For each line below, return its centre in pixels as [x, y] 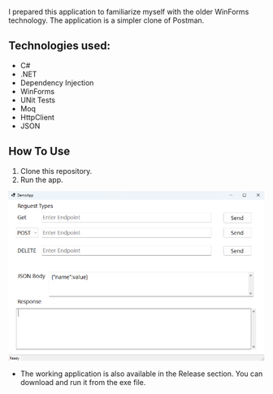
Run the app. [41, 180]
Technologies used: [60, 46]
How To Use [39, 152]
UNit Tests [37, 100]
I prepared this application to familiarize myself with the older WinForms [129, 12]
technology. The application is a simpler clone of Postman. [106, 20]
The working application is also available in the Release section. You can [141, 374]
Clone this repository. [56, 171]
